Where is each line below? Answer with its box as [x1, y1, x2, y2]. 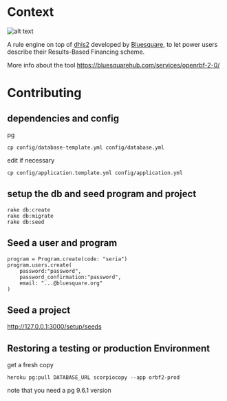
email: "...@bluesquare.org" [19, 280, 103, 287]
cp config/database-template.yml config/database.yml [7, 144, 165, 151]
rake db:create [7, 206, 51, 214]
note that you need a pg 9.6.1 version [7, 387, 111, 395]
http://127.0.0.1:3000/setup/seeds [7, 322, 102, 331]
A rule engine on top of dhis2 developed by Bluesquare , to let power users [7, 40, 218, 48]
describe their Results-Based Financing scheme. [7, 48, 145, 56]
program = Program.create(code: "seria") [7, 256, 128, 263]
